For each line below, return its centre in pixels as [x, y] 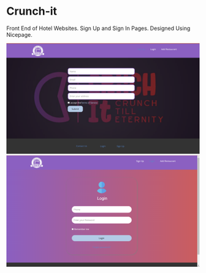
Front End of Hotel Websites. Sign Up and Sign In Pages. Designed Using [98, 28]
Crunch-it [32, 11]
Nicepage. [19, 34]
